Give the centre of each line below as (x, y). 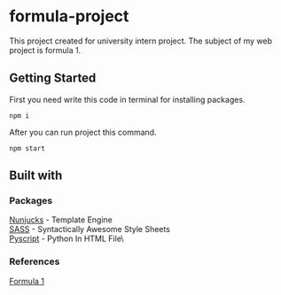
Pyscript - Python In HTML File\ (66, 239)
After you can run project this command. (83, 132)
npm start (27, 148)
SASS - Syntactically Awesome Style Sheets (90, 229)
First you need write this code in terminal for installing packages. (127, 99)
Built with (36, 176)
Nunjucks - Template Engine (61, 220)
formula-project (69, 16)
